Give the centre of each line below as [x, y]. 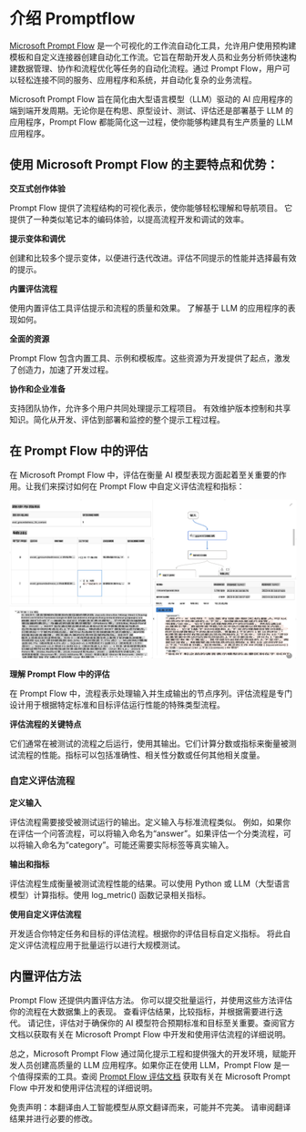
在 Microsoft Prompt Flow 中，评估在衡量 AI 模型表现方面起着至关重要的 [144, 474]
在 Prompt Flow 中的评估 [79, 451]
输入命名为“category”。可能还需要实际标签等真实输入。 [129, 844]
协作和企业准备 [37, 389]
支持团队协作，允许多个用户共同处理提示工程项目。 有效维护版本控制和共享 [150, 408]
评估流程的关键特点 [46, 724]
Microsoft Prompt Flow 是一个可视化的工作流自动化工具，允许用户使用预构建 [153, 46]
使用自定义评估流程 [46, 914]
